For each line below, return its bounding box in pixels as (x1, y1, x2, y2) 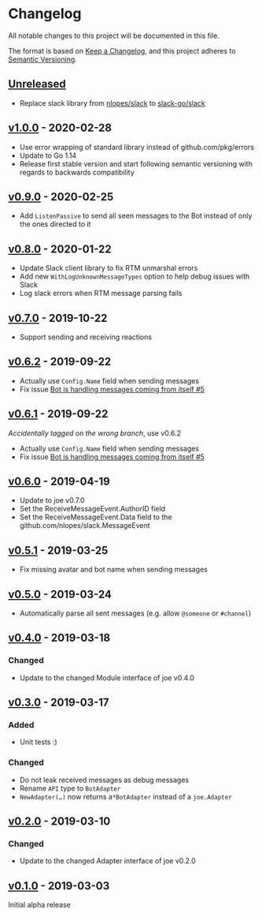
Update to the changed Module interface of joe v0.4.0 (19, 672, 195, 683)
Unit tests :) (19, 737, 57, 747)
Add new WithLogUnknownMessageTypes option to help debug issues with (19, 271, 250, 281)
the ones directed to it (19, 219, 91, 229)
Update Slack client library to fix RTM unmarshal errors (19, 264, 198, 273)
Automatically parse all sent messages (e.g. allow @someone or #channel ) (19, 608, 252, 618)
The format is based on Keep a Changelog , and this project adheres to (8, 46, 236, 55)
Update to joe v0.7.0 (19, 496, 85, 505)
